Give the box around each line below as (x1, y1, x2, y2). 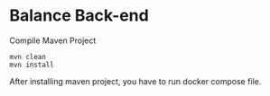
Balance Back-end (9, 5, 149, 26)
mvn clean (9, 52, 47, 61)
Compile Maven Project (9, 35, 97, 46)
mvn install (9, 60, 54, 69)
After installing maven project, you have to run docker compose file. (9, 75, 262, 86)
